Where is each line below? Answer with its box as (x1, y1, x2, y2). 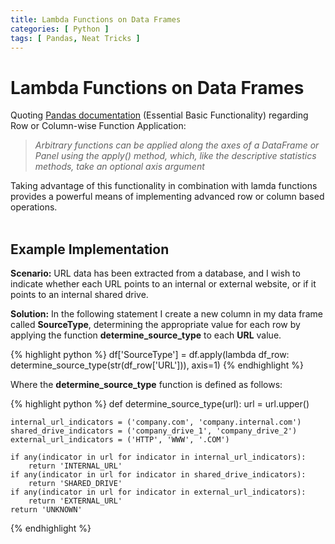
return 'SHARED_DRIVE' (28, 479, 123, 489)
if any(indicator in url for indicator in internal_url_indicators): (10, 452, 307, 463)
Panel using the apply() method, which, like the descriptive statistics (34, 150, 317, 162)
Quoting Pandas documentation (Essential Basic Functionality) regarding (10, 109, 309, 121)
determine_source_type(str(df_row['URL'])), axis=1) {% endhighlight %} (10, 359, 304, 371)
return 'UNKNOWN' (10, 505, 83, 515)
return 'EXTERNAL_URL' (28, 496, 123, 506)
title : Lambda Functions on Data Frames (10, 14, 182, 25)
